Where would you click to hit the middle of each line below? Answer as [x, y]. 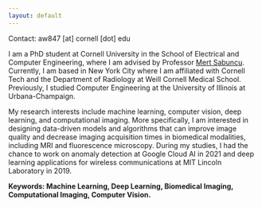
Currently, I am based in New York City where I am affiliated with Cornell [127, 70]
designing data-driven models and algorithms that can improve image [123, 128]
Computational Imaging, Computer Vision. [80, 194]
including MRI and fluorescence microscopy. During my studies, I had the [128, 145]
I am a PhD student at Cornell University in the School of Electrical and [124, 53]
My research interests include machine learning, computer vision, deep [125, 111]
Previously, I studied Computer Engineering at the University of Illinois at [127, 88]
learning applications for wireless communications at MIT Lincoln [115, 162]
